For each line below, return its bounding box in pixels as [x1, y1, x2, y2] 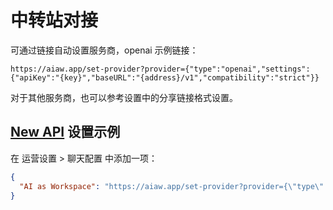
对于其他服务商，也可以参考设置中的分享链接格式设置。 [10, 91, 238, 103]
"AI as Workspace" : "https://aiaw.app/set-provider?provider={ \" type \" [19, 181, 325, 191]
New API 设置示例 [10, 124, 121, 141]
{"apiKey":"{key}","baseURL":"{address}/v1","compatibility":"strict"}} [10, 72, 320, 83]
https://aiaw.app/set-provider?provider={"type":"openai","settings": [10, 64, 311, 74]
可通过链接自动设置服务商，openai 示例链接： [10, 44, 199, 56]
